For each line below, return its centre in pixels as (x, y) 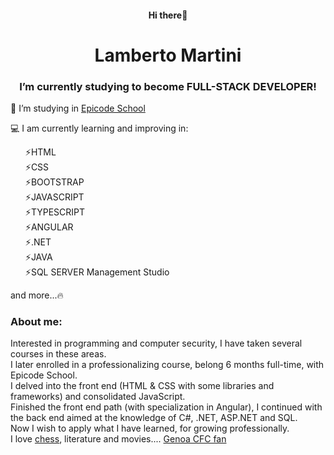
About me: (36, 321)
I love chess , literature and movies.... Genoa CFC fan (118, 439)
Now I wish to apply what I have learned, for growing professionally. (150, 428)
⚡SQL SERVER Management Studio (97, 272)
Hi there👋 (168, 15)
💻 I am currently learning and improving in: (99, 128)
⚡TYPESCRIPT (55, 212)
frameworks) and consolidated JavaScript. (98, 397)
